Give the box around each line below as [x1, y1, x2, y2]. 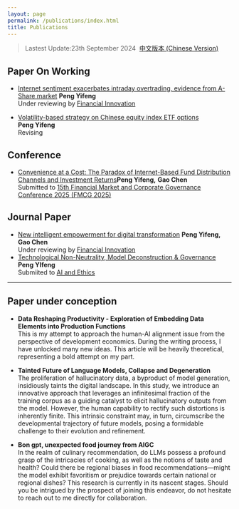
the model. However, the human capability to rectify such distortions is [17, 403, 225, 412]
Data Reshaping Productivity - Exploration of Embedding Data [17, 314, 204, 323]
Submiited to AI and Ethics [17, 268, 95, 277]
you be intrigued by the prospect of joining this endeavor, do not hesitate [17, 485, 232, 494]
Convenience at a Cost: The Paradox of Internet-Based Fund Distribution [17, 168, 231, 176]
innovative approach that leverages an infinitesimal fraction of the [17, 389, 211, 397]
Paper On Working [7, 65, 90, 77]
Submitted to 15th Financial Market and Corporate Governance [17, 183, 201, 191]
